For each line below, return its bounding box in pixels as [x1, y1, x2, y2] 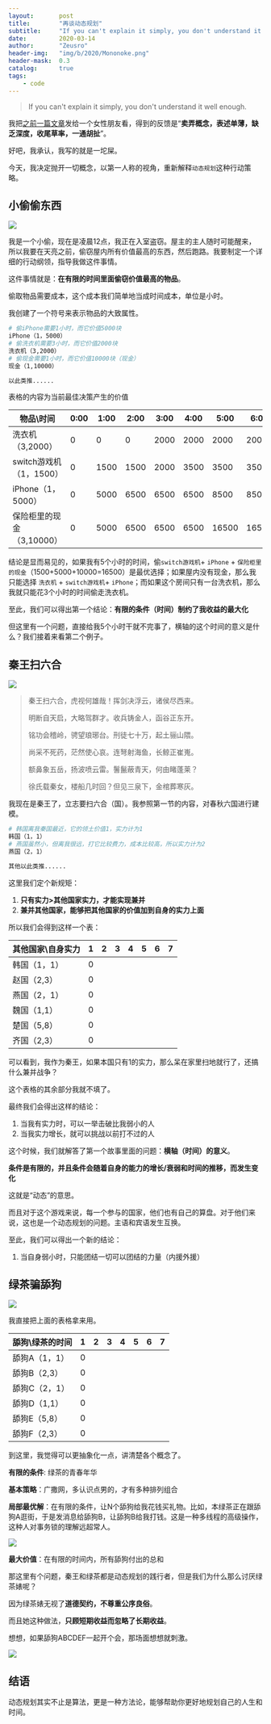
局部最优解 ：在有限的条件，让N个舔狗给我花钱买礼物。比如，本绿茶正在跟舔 [8, 1502, 261, 1512]
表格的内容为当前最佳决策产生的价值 [8, 392, 129, 402]
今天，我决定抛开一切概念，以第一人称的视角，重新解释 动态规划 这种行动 [8, 162, 244, 172]
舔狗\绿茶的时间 [12, 1337, 73, 1349]
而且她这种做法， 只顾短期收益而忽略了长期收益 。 [8, 1616, 171, 1625]
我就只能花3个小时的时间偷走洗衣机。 [8, 587, 133, 598]
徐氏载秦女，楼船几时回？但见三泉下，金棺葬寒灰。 [27, 782, 198, 791]
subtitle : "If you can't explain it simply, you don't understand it [8, 27, 262, 35]
